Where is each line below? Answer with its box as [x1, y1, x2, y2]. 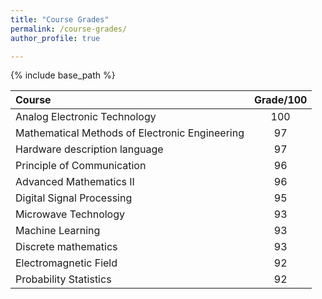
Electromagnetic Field [15, 256, 118, 270]
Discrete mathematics [15, 240, 118, 254]
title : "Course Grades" [10, 14, 110, 25]
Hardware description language [15, 142, 164, 156]
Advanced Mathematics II [15, 175, 135, 189]
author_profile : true [10, 33, 101, 43]
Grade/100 [253, 93, 308, 107]
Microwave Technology [15, 207, 126, 221]
